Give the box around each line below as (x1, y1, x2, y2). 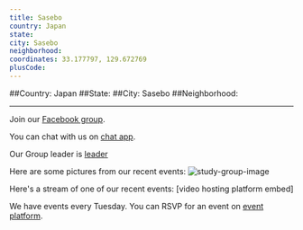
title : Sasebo (9, 13, 63, 22)
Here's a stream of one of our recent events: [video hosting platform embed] (9, 183, 294, 194)
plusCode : (9, 64, 47, 73)
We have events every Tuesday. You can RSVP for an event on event (9, 200, 264, 211)
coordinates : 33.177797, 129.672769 (9, 55, 147, 64)
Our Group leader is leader (9, 148, 108, 159)
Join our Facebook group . (9, 113, 106, 124)
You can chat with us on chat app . (9, 131, 136, 142)
